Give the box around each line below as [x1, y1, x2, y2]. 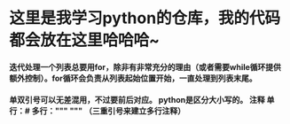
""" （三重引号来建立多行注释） [69, 105, 186, 116]
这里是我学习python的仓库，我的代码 [9, 8, 281, 28]
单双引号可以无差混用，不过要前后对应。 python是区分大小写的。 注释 [9, 95, 266, 105]
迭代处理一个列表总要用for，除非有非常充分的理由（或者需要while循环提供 [9, 61, 282, 72]
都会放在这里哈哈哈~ [9, 30, 161, 50]
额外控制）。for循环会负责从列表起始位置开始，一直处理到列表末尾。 [9, 73, 257, 83]
